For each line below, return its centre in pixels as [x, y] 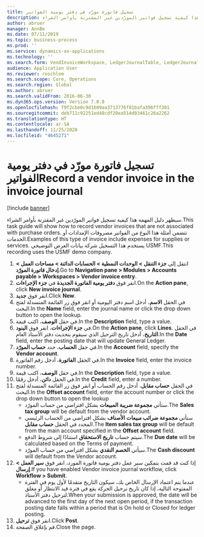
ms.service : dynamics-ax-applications [56, 51]
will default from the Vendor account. [71, 456]
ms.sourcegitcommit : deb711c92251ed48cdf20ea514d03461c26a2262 [88, 113]
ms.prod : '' [22, 46]
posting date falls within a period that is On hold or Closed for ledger [110, 507]
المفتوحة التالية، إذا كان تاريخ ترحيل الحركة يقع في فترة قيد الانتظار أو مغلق [108, 488]
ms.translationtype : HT [37, 119]
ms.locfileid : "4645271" [38, 136]
